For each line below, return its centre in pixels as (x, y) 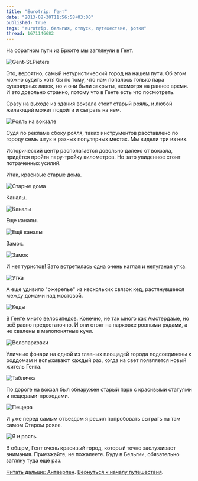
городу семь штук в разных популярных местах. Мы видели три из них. (97, 139)
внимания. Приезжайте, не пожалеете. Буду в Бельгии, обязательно (93, 454)
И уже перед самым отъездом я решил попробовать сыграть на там (93, 419)
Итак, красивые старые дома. (44, 175)
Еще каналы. (22, 221)
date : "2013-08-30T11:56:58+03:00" (50, 17)
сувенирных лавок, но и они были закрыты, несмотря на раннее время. (97, 86)
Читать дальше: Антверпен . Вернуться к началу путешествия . (85, 472)
